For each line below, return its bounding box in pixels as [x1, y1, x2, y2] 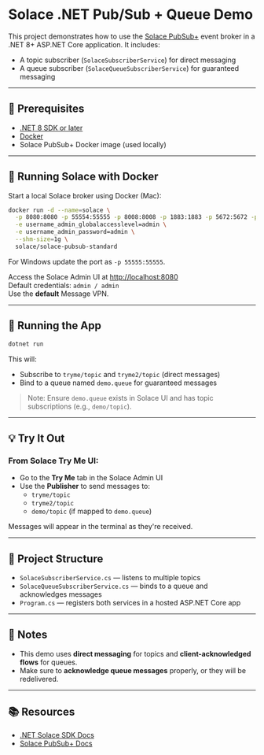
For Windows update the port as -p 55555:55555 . [8, 257, 166, 266]
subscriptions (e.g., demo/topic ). [27, 402, 132, 411]
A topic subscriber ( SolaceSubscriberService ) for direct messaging [19, 55, 236, 65]
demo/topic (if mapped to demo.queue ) [31, 506, 152, 516]
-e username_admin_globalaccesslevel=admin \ [15, 220, 167, 229]
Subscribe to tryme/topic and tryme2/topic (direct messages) [19, 369, 221, 379]
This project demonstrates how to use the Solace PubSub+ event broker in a [8, 31, 255, 41]
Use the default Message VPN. [8, 289, 109, 298]
